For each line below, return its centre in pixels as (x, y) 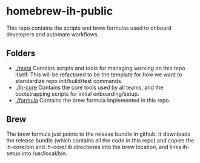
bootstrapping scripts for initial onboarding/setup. (77, 94)
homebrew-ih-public (60, 11)
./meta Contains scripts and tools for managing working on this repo (100, 68)
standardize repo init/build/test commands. (69, 81)
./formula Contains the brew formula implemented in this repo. (93, 100)
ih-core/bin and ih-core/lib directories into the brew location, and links (94, 147)
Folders (21, 54)
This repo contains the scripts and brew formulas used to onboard (89, 28)
